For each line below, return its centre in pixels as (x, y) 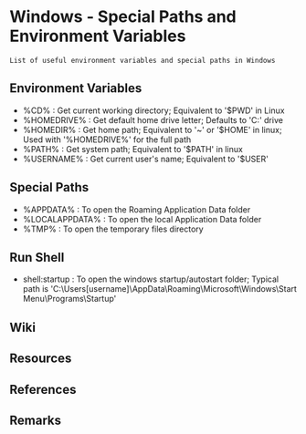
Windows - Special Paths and (123, 17)
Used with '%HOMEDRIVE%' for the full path (107, 139)
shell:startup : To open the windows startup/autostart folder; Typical (151, 279)
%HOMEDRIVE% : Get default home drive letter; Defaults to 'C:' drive (153, 119)
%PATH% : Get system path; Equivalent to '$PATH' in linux (133, 149)
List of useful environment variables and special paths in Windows (142, 60)
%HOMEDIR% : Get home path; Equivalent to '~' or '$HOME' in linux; (152, 129)
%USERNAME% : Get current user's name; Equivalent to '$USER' (146, 159)
